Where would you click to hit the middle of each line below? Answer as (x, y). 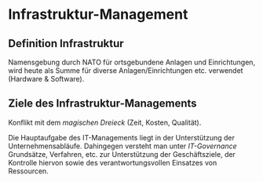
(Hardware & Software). (46, 79)
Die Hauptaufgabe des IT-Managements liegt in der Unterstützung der (122, 137)
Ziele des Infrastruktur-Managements (103, 104)
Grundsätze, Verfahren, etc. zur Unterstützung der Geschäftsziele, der (122, 154)
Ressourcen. (28, 171)
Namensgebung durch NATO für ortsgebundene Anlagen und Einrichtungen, (132, 62)
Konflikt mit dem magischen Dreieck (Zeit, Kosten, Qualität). (105, 122)
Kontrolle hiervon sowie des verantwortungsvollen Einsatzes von (113, 162)
